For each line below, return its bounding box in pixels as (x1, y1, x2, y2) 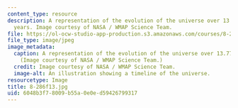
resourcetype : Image (7, 76, 69, 84)
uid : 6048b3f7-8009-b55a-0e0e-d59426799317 (7, 90, 138, 97)
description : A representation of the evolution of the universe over (7, 17, 220, 24)
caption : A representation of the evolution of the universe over (13, 50, 214, 58)
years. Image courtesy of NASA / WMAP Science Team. (13, 23, 173, 31)
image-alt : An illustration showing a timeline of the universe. (13, 70, 211, 77)
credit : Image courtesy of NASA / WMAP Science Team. (13, 63, 176, 70)
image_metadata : (7, 43, 55, 50)
